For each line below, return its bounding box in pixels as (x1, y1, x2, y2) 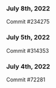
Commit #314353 (6, 47, 49, 54)
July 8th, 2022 (6, 4, 50, 13)
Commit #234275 (6, 18, 50, 25)
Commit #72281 (6, 76, 46, 83)
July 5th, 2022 (6, 33, 50, 42)
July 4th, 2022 (6, 62, 51, 70)
